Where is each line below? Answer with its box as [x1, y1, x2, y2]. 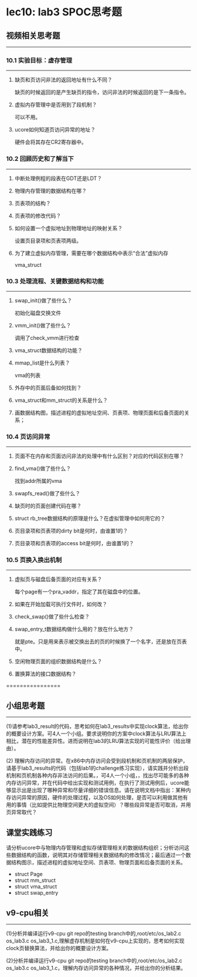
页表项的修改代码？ [14, 212, 62, 219]
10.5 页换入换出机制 [6, 556, 62, 564]
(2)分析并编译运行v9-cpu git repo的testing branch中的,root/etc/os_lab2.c [6, 957, 183, 964]
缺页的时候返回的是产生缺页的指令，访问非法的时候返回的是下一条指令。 [14, 89, 189, 96]
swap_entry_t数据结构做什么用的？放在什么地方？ [14, 626, 134, 633]
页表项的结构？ [14, 200, 51, 207]
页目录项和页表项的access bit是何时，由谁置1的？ [14, 540, 134, 547]
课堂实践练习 [6, 827, 53, 837]
